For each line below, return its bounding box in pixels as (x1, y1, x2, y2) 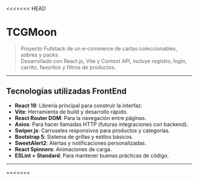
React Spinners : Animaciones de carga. (14, 145, 112, 152)
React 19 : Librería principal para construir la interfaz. (14, 102, 143, 109)
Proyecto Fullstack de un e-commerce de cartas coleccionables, (20, 45, 178, 52)
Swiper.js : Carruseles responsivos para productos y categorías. (14, 126, 170, 134)
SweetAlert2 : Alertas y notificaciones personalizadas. (14, 139, 147, 146)
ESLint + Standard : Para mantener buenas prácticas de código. (14, 152, 169, 159)
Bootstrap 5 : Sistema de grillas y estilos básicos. (14, 133, 134, 140)
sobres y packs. (20, 51, 60, 58)
